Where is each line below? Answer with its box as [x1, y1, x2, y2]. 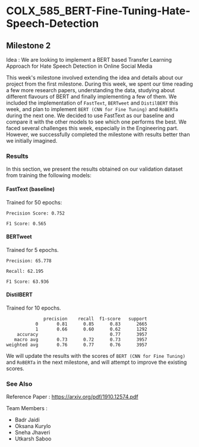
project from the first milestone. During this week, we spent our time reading [6, 80, 193, 87]
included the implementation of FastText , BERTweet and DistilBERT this [6, 99, 178, 106]
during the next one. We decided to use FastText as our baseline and [6, 112, 175, 119]
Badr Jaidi [14, 416, 40, 423]
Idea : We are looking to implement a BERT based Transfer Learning [6, 56, 172, 63]
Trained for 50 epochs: [6, 199, 62, 206]
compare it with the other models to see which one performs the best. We [6, 118, 187, 125]
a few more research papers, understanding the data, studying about [6, 87, 175, 93]
